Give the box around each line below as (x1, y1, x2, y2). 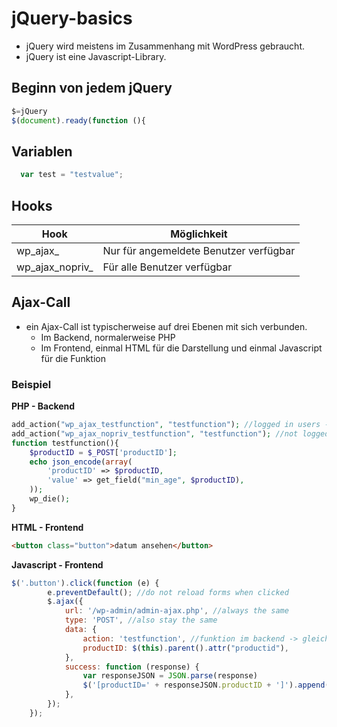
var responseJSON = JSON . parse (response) (82, 671, 258, 681)
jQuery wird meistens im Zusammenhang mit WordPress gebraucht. (25, 40, 305, 52)
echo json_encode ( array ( (29, 457, 133, 467)
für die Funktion (40, 352, 106, 364)
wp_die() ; (29, 494, 71, 504)
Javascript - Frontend (11, 558, 104, 571)
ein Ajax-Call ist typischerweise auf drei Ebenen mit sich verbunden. (25, 320, 308, 332)
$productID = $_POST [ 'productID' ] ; (29, 447, 178, 457)
